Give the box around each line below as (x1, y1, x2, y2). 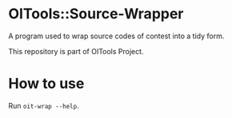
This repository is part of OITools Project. (8, 46, 144, 56)
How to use (8, 75, 85, 92)
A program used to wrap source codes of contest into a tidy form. (8, 31, 225, 41)
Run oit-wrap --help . (8, 100, 79, 110)
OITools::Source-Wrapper (8, 5, 184, 23)
